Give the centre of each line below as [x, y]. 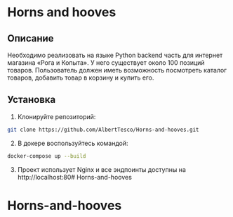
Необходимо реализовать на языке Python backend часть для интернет [115, 55]
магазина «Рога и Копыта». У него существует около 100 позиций [106, 63]
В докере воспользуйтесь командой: [73, 143]
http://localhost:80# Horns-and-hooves [74, 177]
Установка [32, 100]
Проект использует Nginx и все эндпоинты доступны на [101, 169]
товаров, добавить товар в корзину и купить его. [81, 77]
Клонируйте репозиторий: [56, 116]
